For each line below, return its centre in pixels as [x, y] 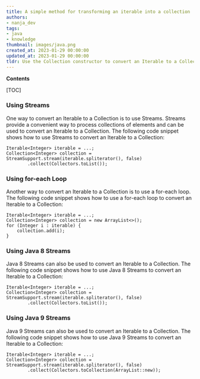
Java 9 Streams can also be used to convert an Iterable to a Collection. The [99, 331]
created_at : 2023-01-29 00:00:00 [48, 51]
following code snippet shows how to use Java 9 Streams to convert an [94, 337]
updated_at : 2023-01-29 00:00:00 [48, 56]
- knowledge [21, 39]
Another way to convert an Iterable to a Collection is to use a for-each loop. [99, 192]
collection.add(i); [41, 231]
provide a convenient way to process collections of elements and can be [95, 124]
